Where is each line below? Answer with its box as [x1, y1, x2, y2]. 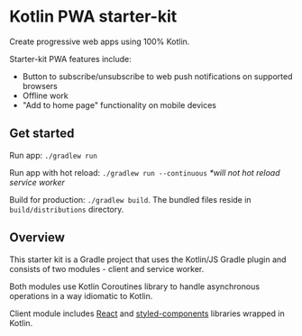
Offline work [22, 90, 69, 101]
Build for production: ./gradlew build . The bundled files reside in [9, 194, 252, 204]
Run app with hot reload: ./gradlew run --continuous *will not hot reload [9, 167, 280, 177]
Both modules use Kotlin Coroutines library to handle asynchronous [9, 281, 260, 292]
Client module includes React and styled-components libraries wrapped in [9, 308, 286, 319]
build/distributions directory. [9, 204, 124, 214]
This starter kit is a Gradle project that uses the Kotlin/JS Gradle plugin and [9, 254, 287, 265]
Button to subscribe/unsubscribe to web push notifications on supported [22, 70, 293, 82]
